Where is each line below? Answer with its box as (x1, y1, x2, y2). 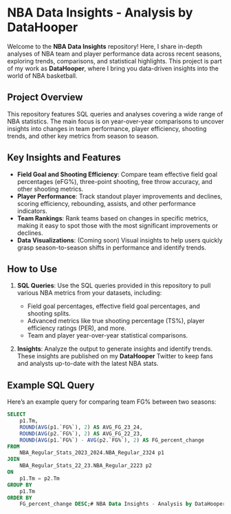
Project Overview (7, 92, 83, 103)
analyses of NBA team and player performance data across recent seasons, (7, 50, 222, 58)
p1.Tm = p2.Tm (19, 475, 60, 482)
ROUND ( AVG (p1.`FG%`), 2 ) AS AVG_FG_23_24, (19, 424, 143, 431)
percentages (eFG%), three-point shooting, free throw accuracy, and (16, 177, 213, 185)
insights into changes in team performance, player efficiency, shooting (7, 124, 207, 132)
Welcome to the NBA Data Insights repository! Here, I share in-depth (7, 42, 203, 50)
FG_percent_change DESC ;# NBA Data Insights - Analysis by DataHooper (19, 501, 226, 508)
